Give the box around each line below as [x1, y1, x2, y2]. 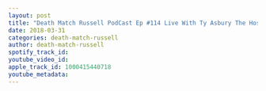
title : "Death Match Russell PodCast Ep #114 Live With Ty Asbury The [8, 19, 246, 27]
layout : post [8, 11, 51, 20]
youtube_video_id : [8, 56, 69, 64]
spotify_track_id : [8, 48, 69, 56]
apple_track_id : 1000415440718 [8, 63, 112, 71]
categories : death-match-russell [8, 33, 119, 42]
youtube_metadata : [8, 70, 69, 78]
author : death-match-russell [8, 41, 104, 49]
